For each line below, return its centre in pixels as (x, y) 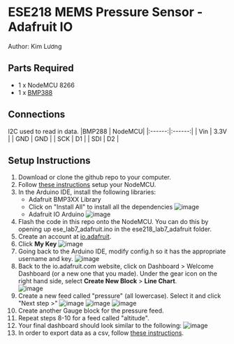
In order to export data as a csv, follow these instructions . (101, 333)
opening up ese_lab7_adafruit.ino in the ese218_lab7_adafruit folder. (115, 229)
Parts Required (41, 68)
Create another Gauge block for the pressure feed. (91, 311)
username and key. (45, 259)
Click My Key (37, 244)
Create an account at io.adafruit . (65, 237)
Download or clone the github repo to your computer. (95, 177)
